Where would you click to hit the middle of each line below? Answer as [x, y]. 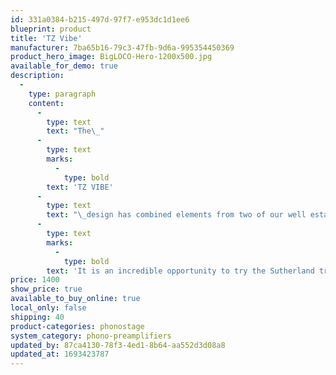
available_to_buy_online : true [75, 299]
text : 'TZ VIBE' [80, 187]
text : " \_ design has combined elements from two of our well [176, 215]
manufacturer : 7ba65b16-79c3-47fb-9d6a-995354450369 [122, 47]
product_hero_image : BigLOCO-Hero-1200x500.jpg [111, 57]
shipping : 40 [37, 317]
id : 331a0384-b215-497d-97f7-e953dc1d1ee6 [100, 19]
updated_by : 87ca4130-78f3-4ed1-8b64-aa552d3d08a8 [118, 345]
